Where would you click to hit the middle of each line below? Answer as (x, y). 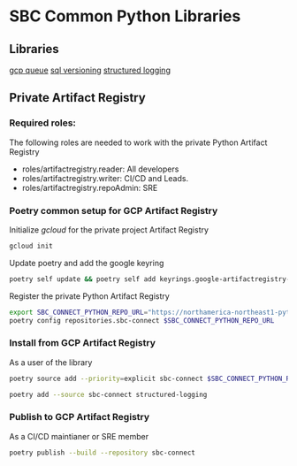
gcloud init (31, 246)
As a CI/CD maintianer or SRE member (79, 436)
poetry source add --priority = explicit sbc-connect (106, 378)
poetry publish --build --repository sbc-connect (103, 453)
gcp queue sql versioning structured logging (90, 70)
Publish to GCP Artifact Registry (80, 417)
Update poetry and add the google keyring (87, 263)
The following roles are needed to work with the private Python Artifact (138, 142)
